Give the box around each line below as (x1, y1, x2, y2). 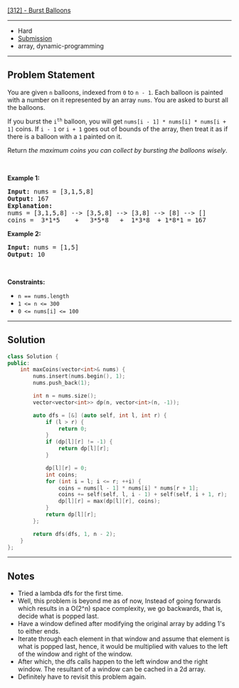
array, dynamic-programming (17, 42, 105, 50)
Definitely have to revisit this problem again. (17, 672, 147, 681)
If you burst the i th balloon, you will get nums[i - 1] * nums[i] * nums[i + (7, 117, 226, 126)
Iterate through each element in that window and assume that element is (17, 634, 230, 643)
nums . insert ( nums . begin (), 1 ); (33, 373, 126, 380)
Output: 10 (7, 250, 46, 258)
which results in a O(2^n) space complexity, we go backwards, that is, (17, 604, 223, 613)
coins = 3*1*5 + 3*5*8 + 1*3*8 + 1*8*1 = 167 (7, 216, 206, 224)
